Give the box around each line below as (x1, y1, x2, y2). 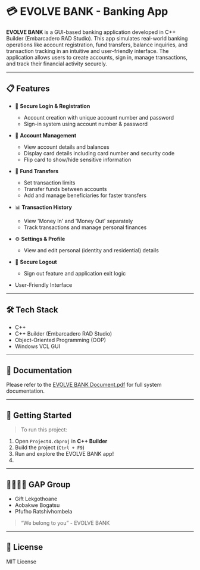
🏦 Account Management (14, 131, 77, 139)
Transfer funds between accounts (23, 185, 107, 192)
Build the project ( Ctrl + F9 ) (14, 444, 85, 451)
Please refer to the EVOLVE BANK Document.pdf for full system (6, 381, 162, 389)
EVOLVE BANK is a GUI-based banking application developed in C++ (6, 28, 176, 36)
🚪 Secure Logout (14, 258, 58, 265)
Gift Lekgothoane (14, 495, 58, 502)
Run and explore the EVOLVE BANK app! (14, 450, 114, 458)
